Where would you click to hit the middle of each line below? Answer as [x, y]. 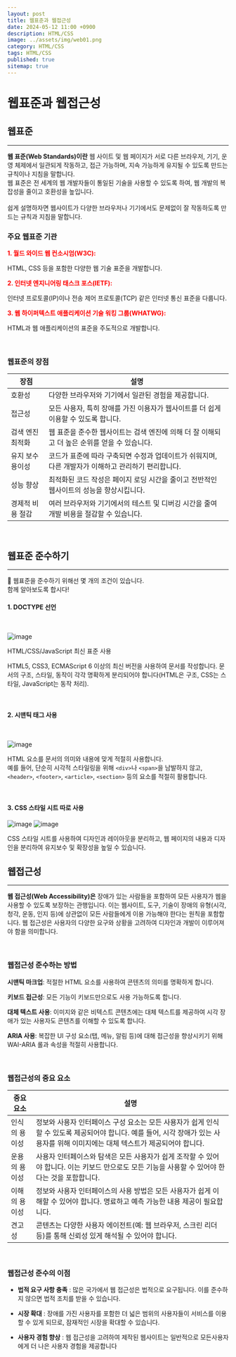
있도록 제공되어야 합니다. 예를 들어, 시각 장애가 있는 [132, 1133]
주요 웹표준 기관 [32, 237]
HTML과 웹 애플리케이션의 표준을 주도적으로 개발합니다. [84, 327]
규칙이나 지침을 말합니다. [41, 174]
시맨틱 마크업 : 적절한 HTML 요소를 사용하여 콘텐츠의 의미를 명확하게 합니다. [111, 982]
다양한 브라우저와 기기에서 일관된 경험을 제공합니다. [129, 395]
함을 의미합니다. [36, 932]
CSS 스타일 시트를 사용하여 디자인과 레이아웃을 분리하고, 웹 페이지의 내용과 [110, 838]
